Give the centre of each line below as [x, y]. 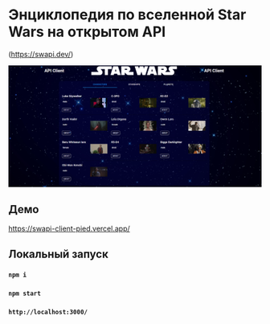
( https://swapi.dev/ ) [41, 54]
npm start [25, 293]
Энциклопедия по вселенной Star [127, 15]
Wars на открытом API [87, 32]
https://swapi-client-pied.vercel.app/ [69, 229]
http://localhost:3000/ [48, 312]
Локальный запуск [58, 254]
